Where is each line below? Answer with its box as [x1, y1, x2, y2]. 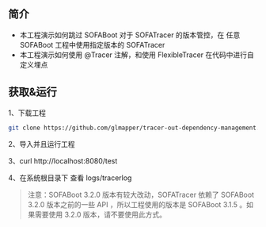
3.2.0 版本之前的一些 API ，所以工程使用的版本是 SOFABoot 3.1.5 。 [27, 199, 247, 209]
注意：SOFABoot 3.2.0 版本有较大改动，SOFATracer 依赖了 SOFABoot [27, 190, 255, 199]
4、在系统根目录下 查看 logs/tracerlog [8, 173, 132, 183]
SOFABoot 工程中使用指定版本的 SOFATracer [19, 40, 165, 49]
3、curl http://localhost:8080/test [8, 156, 118, 165]
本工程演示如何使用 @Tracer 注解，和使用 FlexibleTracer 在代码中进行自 [19, 50, 255, 60]
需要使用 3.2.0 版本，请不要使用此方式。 [34, 210, 167, 219]
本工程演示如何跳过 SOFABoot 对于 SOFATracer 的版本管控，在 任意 [19, 30, 241, 40]
